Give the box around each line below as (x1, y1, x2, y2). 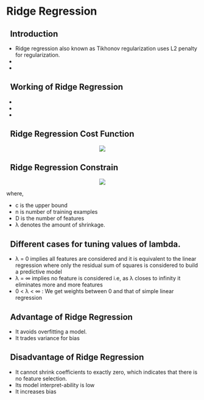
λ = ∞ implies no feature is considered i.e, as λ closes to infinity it (15, 275, 181, 282)
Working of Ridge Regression (10, 82, 124, 92)
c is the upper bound (15, 202, 68, 209)
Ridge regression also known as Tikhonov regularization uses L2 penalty (15, 45, 198, 52)
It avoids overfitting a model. (15, 328, 87, 335)
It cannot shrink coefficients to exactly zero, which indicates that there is (15, 368, 198, 376)
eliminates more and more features (15, 281, 104, 288)
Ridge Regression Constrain (10, 162, 119, 173)
